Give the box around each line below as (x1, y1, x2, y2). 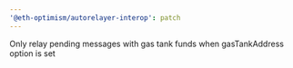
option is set (9, 47, 56, 59)
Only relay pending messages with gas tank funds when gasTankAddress (9, 38, 285, 49)
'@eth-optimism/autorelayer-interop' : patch (9, 13, 181, 23)
